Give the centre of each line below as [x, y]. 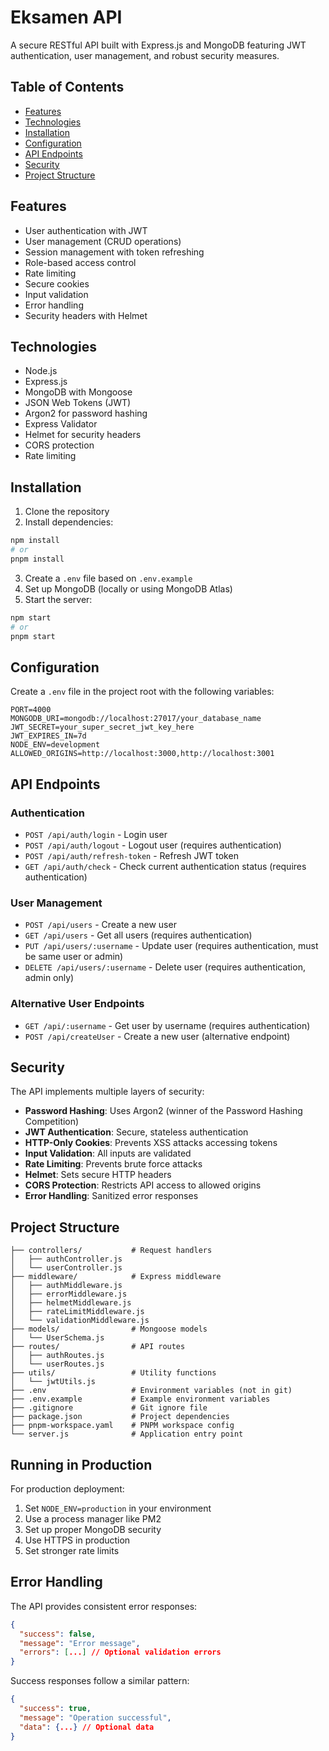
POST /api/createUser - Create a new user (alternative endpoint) [157, 1036]
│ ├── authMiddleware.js [66, 1286]
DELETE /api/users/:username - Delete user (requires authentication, [165, 967]
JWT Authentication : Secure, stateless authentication [136, 1132]
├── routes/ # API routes [98, 1347]
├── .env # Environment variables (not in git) [151, 1391]
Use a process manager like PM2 [93, 1518]
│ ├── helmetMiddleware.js [71, 1303]
